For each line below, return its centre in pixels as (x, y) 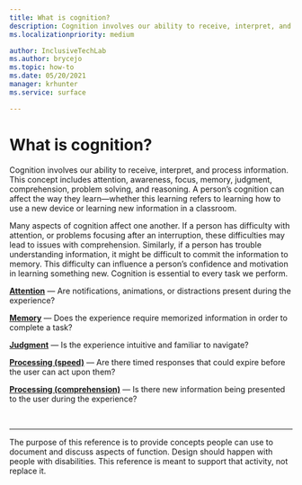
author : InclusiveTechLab (58, 50)
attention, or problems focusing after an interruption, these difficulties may (147, 235)
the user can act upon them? (62, 372)
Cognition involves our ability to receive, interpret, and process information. (149, 170)
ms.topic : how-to (42, 67)
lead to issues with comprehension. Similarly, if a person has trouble (136, 245)
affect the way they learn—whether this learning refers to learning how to (145, 198)
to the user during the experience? (73, 399)
